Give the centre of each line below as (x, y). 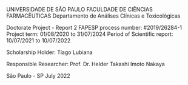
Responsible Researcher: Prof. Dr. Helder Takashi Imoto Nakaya (86, 64)
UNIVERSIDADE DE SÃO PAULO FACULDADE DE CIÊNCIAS (79, 9)
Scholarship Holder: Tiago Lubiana (49, 52)
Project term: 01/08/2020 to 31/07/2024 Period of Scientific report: (90, 34)
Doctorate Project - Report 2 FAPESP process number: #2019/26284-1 (94, 28)
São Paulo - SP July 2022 (39, 76)
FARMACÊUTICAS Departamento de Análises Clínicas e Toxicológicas (93, 16)
